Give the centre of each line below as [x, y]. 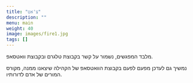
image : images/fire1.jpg [37, 34]
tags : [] [17, 39]
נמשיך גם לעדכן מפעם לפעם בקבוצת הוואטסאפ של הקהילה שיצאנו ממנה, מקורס [96, 68]
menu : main [20, 23]
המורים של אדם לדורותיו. [34, 74]
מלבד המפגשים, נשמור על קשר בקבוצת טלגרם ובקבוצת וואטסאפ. [80, 56]
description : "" [26, 17]
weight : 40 [20, 28]
